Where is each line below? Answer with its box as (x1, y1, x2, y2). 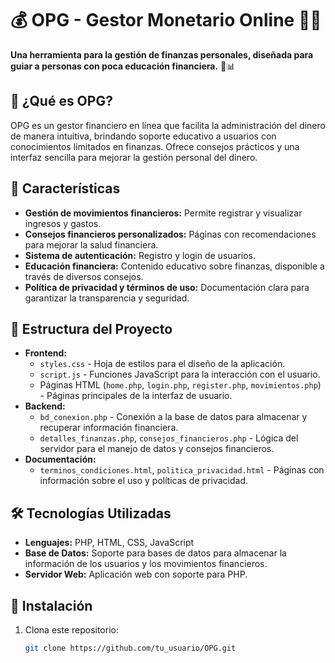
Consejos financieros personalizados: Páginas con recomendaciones (24, 228, 317, 240)
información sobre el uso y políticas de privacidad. (39, 475, 248, 487)
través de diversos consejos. (24, 270, 144, 282)
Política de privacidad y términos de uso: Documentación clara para (24, 281, 310, 293)
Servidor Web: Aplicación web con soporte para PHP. (24, 568, 248, 581)
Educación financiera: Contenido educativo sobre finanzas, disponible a (24, 260, 325, 272)
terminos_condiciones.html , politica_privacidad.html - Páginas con (39, 464, 325, 476)
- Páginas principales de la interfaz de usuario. (39, 390, 233, 402)
